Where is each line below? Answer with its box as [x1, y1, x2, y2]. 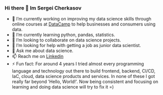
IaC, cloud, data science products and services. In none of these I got [11, 73, 155, 79]
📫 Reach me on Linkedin [11, 53, 64, 59]
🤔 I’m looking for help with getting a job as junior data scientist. [11, 42, 142, 48]
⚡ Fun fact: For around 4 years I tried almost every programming [11, 61, 144, 67]
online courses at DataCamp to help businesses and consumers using [11, 21, 156, 27]
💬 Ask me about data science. [11, 47, 73, 54]
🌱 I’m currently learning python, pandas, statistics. [11, 32, 115, 38]
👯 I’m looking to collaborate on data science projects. [11, 37, 121, 43]
